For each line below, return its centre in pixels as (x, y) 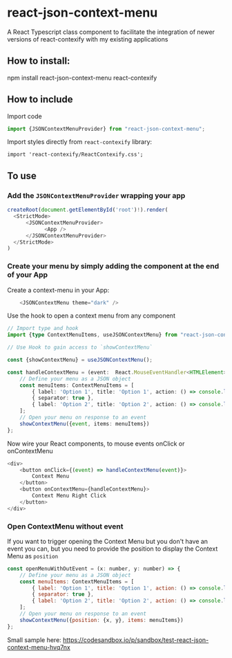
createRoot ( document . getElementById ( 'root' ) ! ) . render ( (88, 210)
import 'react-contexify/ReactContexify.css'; (75, 155)
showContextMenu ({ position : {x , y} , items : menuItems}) (102, 620)
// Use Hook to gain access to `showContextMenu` (80, 347)
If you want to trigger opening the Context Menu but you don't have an (108, 541)
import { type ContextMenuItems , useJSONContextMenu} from (92, 335)
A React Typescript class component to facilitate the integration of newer (111, 32)
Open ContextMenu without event (65, 526)
